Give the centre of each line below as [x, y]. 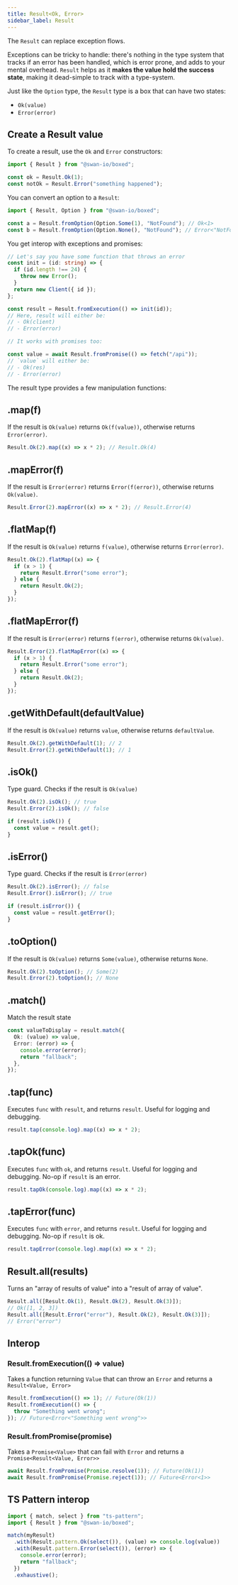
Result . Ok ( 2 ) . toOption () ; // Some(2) [63, 972]
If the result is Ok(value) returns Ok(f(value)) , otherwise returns [101, 427]
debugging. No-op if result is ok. [56, 1236]
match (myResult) [31, 1535]
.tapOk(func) [36, 1152]
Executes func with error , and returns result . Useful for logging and [107, 1229]
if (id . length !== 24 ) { [50, 270]
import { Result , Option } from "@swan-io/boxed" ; [84, 210]
